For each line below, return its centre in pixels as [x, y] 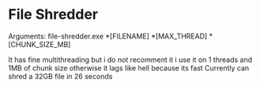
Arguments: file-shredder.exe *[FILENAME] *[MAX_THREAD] [108, 36]
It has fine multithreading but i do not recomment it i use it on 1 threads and [130, 60]
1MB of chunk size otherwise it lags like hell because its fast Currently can [129, 67]
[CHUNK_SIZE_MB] [40, 44]
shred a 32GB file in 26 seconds [60, 76]
